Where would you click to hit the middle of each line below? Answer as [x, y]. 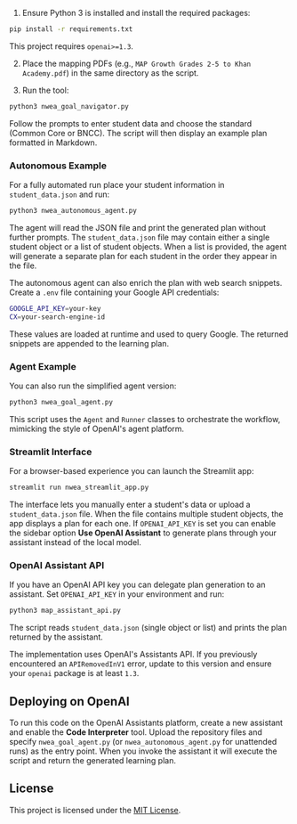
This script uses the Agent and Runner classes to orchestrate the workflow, [145, 419]
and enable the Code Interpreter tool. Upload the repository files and [136, 732]
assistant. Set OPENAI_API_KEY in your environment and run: [117, 594]
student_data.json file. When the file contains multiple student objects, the [146, 514]
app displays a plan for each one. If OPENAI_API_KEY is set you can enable [143, 524]
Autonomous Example [58, 166]
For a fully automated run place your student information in [117, 185]
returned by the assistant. [56, 637]
